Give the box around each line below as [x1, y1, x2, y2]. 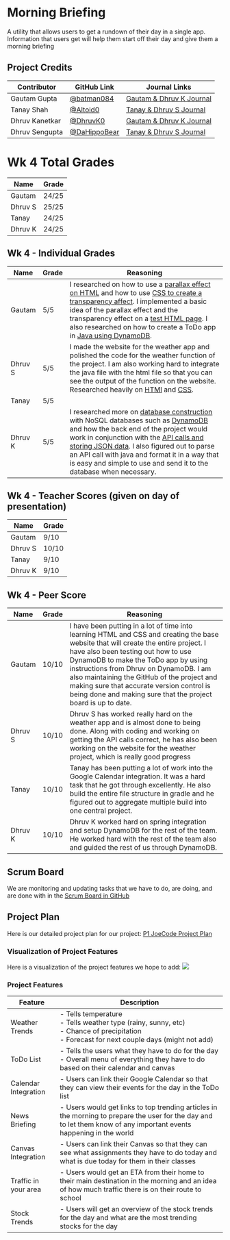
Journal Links [146, 82, 192, 92]
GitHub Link [75, 82, 114, 92]
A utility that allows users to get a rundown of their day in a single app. [7, 27, 206, 36]
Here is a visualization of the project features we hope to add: [7, 963, 181, 972]
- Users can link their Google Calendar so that [60, 1074, 208, 1084]
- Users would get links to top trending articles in [60, 1102, 218, 1112]
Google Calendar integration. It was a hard [69, 772, 205, 781]
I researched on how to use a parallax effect [69, 279, 211, 289]
